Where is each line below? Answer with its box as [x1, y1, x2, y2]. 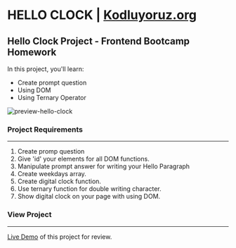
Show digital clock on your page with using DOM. [17, 192, 161, 201]
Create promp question [17, 147, 85, 156]
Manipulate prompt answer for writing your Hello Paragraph [17, 162, 190, 170]
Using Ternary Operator [17, 94, 86, 101]
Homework [7, 46, 57, 58]
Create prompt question [17, 78, 87, 87]
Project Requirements [7, 124, 83, 134]
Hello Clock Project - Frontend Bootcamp [7, 35, 190, 47]
